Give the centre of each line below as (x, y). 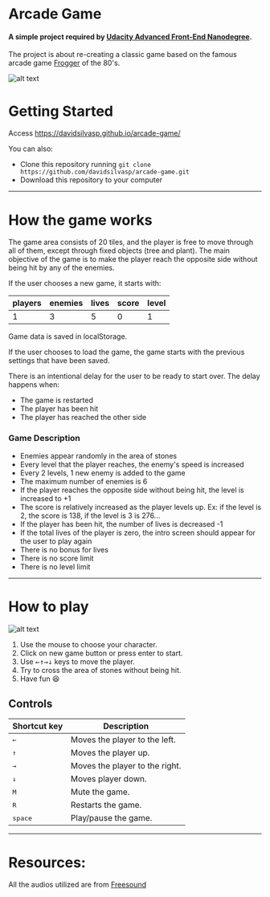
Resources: (47, 862)
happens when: (34, 385)
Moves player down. (109, 779)
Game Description (44, 438)
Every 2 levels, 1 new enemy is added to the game (103, 473)
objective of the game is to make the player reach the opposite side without (133, 259)
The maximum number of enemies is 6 (84, 481)
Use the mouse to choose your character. (89, 644)
